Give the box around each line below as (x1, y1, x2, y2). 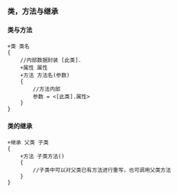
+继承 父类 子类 (7, 139, 49, 147)
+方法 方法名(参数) (20, 72, 70, 79)
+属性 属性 (20, 64, 48, 72)
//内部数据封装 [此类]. (20, 57, 82, 64)
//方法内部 (33, 85, 61, 93)
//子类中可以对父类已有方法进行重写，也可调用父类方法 (33, 167, 172, 174)
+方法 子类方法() (20, 153, 65, 160)
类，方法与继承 (7, 6, 59, 16)
